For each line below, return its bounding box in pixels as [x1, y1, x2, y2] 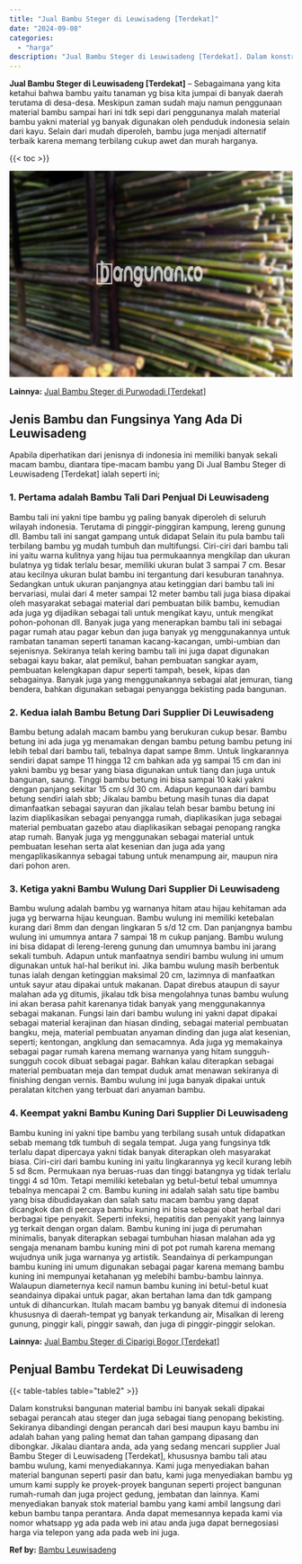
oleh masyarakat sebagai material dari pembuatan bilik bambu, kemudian [9, 598, 280, 609]
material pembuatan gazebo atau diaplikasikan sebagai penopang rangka [9, 822, 281, 833]
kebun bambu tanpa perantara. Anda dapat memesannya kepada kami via [9, 1508, 283, 1519]
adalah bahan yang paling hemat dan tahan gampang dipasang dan [9, 1432, 259, 1443]
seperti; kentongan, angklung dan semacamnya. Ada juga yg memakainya [9, 1036, 283, 1047]
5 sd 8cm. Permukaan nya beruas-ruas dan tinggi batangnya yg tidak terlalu [9, 1165, 291, 1177]
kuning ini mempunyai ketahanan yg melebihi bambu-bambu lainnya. [9, 1270, 264, 1281]
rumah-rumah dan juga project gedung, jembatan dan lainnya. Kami [9, 1488, 260, 1500]
